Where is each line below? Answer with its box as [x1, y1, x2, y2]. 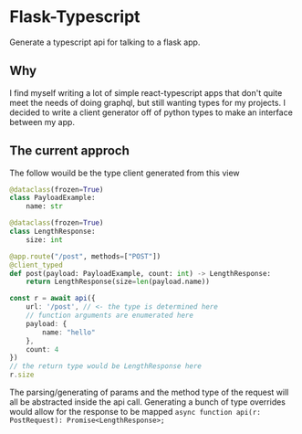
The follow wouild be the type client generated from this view [9, 167, 240, 178]
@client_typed [9, 260, 64, 270]
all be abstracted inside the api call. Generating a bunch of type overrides [9, 397, 286, 408]
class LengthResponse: [9, 227, 96, 237]
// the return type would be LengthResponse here [9, 362, 203, 371]
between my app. [9, 116, 76, 127]
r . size [9, 370, 35, 380]
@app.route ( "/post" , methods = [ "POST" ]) [9, 251, 161, 261]
